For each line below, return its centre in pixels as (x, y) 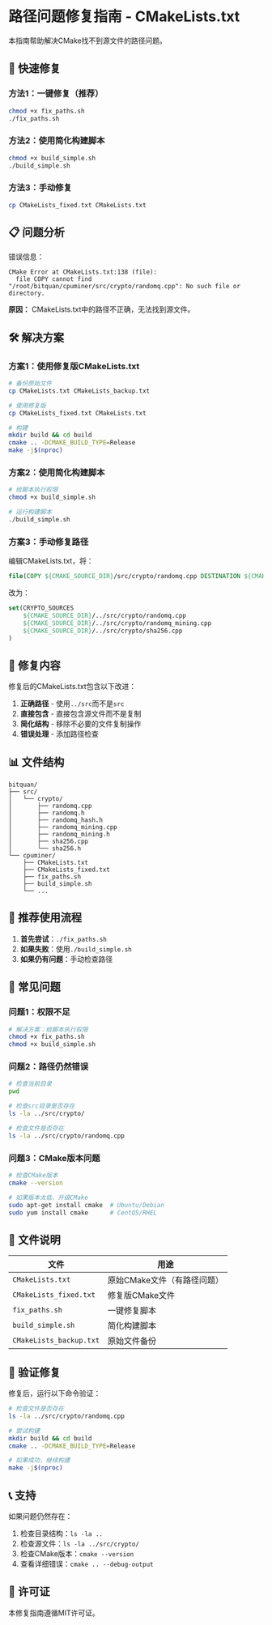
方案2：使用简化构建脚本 (57, 473)
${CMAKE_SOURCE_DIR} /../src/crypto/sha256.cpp (103, 631)
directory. (27, 294)
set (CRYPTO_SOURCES (41, 608)
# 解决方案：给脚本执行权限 (49, 1029)
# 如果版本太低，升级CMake (49, 1197)
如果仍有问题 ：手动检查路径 (66, 959)
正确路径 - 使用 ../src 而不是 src (72, 704)
